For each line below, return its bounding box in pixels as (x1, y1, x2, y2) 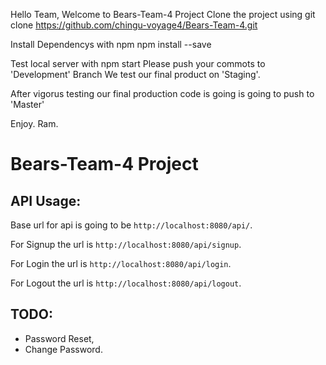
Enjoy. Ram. (10, 118, 59, 129)
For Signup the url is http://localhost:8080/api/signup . (10, 239, 242, 250)
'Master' (10, 99, 45, 110)
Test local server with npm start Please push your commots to (10, 58, 266, 69)
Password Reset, (24, 332, 95, 344)
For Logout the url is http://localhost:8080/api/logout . (10, 277, 242, 289)
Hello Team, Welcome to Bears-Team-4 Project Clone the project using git (10, 9, 316, 20)
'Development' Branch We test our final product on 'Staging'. (10, 69, 261, 80)
